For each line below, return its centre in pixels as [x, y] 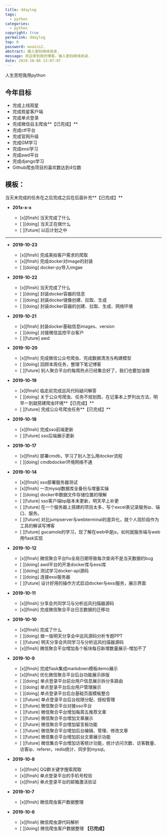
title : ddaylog [21, 10]
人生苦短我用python [25, 76]
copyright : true [22, 33]
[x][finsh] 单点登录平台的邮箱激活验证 [58, 782]
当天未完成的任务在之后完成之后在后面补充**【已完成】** [64, 197]
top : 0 [12, 42]
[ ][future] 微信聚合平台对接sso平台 [56, 705]
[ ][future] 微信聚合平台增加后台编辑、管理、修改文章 [74, 730]
